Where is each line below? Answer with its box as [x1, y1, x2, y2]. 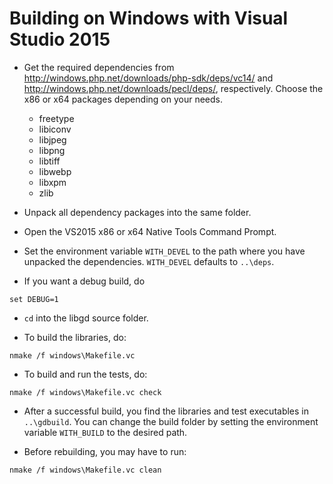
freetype [38, 112, 75, 124]
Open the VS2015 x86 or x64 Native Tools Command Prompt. [23, 225, 277, 237]
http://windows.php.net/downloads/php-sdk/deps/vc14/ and [23, 72, 274, 84]
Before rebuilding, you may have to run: [23, 445, 187, 457]
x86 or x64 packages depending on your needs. [23, 93, 223, 105]
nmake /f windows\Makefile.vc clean [9, 465, 162, 475]
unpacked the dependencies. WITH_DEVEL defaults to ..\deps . [23, 255, 275, 267]
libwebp [38, 165, 72, 177]
